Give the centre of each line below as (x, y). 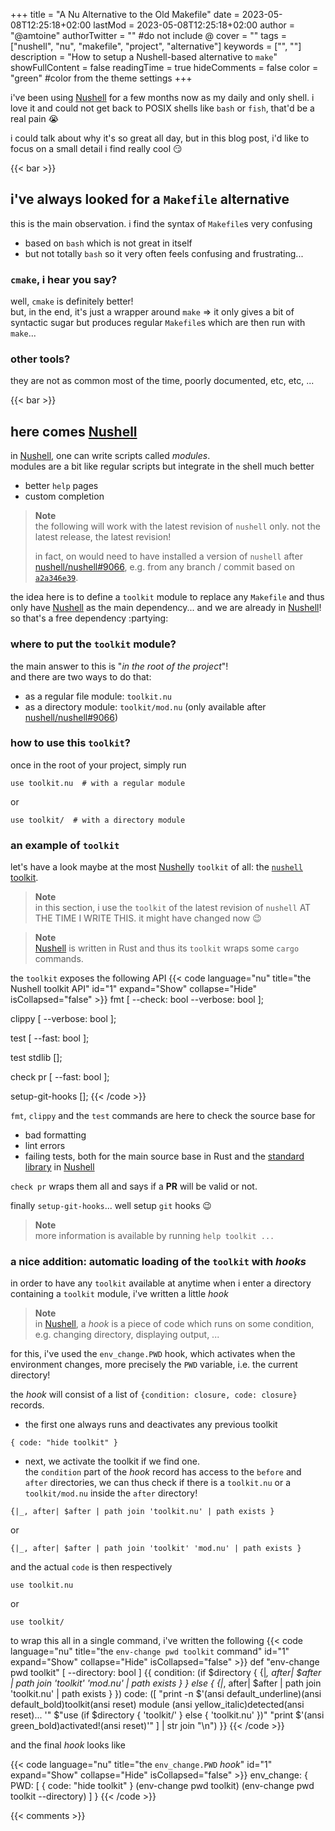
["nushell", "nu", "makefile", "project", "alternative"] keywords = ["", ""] (156, 46)
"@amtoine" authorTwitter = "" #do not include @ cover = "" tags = (148, 35)
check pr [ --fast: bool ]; (60, 1077)
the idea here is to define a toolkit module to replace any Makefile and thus (167, 597)
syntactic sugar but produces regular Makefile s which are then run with (158, 323)
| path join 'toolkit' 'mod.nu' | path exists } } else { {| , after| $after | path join (166, 1683)
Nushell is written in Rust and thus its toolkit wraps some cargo (167, 948)
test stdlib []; (36, 1058)
